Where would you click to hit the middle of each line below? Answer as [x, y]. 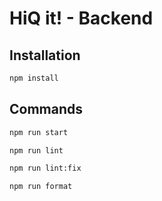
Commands [46, 109]
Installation [45, 55]
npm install [34, 78]
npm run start [39, 132]
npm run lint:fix [45, 168]
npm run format [41, 187]
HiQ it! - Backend [81, 18]
